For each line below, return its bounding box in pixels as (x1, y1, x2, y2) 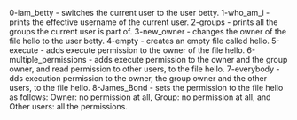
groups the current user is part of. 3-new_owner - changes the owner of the (9, 26, 286, 36)
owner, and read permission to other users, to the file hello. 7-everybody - (9, 64, 280, 74)
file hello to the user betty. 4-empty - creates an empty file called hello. (9, 35, 270, 46)
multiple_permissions (9, 55, 87, 64)
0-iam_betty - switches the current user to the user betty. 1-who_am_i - (9, 8, 270, 18)
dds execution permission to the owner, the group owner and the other (9, 73, 268, 83)
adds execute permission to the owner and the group (94, 55, 288, 64)
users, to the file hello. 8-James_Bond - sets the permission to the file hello (9, 83, 284, 93)
